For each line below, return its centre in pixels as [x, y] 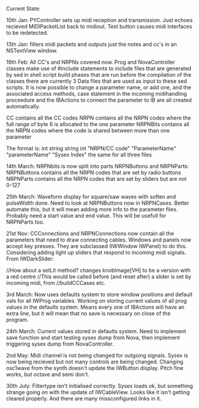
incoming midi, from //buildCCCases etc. [56, 283]
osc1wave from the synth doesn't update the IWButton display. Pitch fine [95, 368]
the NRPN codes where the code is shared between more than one [88, 131]
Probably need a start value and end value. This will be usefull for [86, 216]
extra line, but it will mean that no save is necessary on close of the [89, 313]
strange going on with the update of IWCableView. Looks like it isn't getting [98, 392]
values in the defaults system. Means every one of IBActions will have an [95, 307]
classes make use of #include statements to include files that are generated [99, 68]
